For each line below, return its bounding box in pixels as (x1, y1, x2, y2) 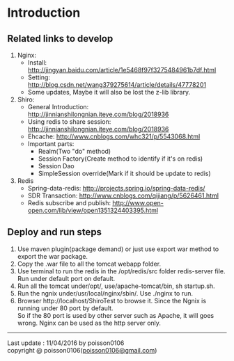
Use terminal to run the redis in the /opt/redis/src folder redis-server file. (17, 266, 226, 275)
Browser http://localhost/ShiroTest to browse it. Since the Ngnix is (17, 296, 207, 305)
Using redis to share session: (27, 118, 111, 126)
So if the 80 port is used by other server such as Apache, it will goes (17, 311, 214, 319)
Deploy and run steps (7, 226, 102, 238)
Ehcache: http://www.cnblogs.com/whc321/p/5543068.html (27, 132, 201, 141)
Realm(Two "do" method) (38, 147, 111, 155)
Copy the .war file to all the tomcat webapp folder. (17, 259, 162, 268)
